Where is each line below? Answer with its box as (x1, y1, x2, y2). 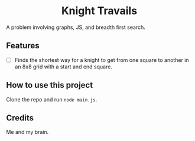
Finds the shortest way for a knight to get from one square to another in (14, 56, 189, 63)
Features (6, 41, 40, 51)
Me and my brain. (6, 129, 49, 136)
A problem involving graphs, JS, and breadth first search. (6, 24, 146, 31)
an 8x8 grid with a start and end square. (14, 63, 112, 70)
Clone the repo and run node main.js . (6, 96, 97, 103)
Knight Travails (61, 4, 138, 18)
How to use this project (6, 80, 93, 90)
